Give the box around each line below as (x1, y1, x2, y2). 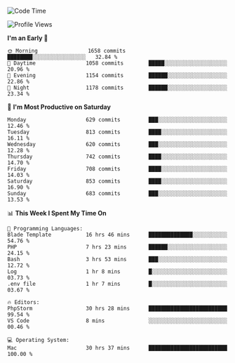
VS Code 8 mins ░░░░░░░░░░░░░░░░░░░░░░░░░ (7, 317, 228, 324)
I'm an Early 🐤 (7, 34, 48, 42)
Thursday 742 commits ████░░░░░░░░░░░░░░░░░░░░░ (7, 153, 228, 160)
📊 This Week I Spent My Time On (7, 209, 107, 217)
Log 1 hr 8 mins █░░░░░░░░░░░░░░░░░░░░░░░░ (7, 268, 228, 275)
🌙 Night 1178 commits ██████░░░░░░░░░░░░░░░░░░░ (7, 84, 228, 91)
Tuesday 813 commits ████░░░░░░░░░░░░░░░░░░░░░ (7, 128, 228, 136)
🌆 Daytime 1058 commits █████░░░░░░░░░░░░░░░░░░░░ (7, 60, 228, 67)
